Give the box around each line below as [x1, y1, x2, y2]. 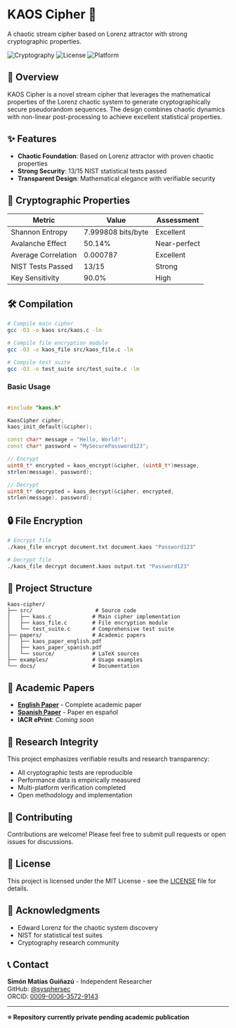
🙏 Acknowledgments [7, 905, 100, 917]
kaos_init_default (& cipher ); [7, 423, 93, 431]
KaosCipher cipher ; [7, 417, 65, 424]
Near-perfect [155, 239, 200, 249]
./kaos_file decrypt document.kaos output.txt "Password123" [7, 563, 190, 570]
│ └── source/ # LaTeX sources [7, 650, 140, 658]
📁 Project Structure [7, 582, 93, 594]
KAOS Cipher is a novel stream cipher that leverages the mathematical [7, 90, 211, 98]
